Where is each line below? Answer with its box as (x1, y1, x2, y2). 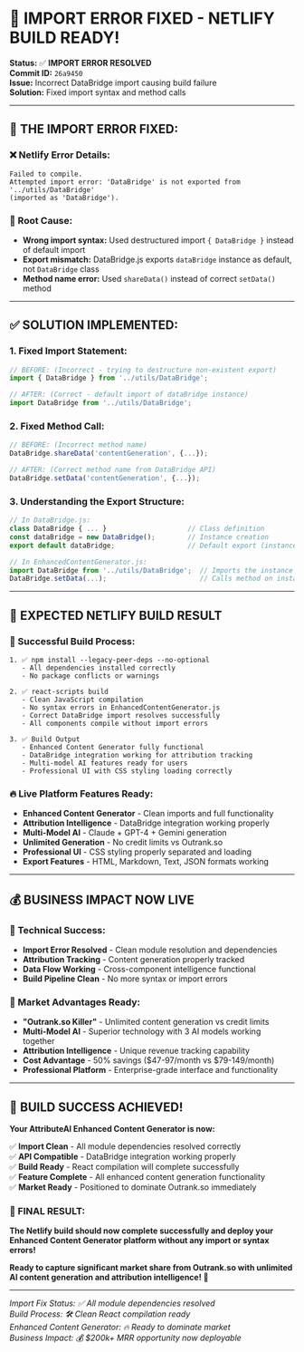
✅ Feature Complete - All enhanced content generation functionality (9, 1172, 265, 1183)
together (22, 1036, 55, 1047)
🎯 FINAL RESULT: (9, 1205, 86, 1218)
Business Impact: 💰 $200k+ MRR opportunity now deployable (9, 1332, 242, 1344)
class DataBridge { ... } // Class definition (9, 525, 265, 534)
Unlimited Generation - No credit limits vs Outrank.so (22, 837, 223, 848)
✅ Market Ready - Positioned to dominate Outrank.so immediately (9, 1182, 257, 1193)
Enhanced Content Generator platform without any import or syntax (9, 1235, 270, 1246)
